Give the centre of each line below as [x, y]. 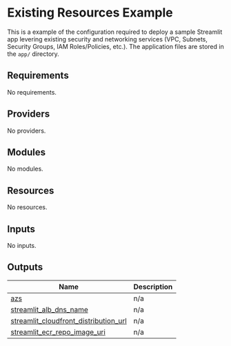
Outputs [25, 267]
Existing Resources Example [90, 13]
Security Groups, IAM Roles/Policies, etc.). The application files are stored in [115, 46]
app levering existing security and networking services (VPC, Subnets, [108, 39]
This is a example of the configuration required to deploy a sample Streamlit [115, 32]
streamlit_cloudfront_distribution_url [69, 320]
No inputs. [22, 246]
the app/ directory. [33, 54]
